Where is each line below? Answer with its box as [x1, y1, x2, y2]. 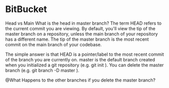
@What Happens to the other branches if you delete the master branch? [5, 77, 156, 83]
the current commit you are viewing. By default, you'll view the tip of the [5, 25, 156, 31]
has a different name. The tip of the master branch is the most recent [5, 36, 149, 42]
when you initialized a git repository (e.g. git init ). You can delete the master [5, 62, 164, 68]
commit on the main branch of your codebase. [5, 41, 102, 47]
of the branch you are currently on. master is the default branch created [5, 56, 155, 62]
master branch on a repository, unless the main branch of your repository [5, 31, 158, 37]
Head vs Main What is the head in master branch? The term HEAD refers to [5, 20, 162, 26]
